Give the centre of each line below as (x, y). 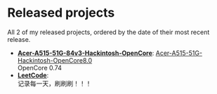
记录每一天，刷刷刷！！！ (54, 83)
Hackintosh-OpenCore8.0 (55, 60)
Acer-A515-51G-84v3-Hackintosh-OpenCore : (86, 53)
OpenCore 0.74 (39, 68)
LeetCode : (33, 75)
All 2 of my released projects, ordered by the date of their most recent (108, 32)
